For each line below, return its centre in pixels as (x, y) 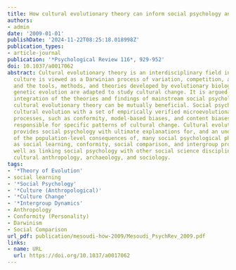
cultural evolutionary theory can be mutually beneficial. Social (113, 105)
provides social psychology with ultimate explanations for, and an (116, 131)
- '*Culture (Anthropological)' (54, 191)
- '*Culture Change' (38, 197)
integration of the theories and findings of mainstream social (110, 99)
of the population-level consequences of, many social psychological (117, 138)
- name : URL (25, 249)
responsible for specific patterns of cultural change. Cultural (111, 125)
